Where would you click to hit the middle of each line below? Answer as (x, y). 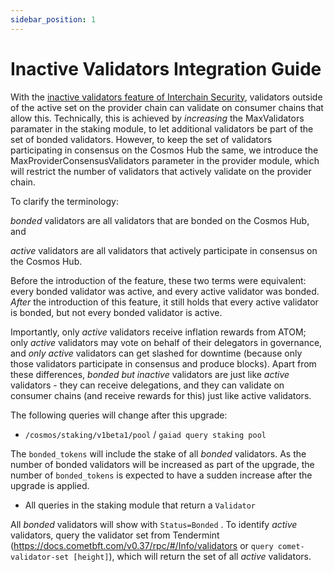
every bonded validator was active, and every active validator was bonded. (165, 291)
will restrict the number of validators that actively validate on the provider (161, 171)
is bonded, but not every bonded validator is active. (116, 312)
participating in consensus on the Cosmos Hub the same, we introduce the (164, 150)
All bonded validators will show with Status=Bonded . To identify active (154, 524)
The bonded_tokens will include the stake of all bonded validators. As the (158, 453)
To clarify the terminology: (64, 201)
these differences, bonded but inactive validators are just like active (150, 374)
